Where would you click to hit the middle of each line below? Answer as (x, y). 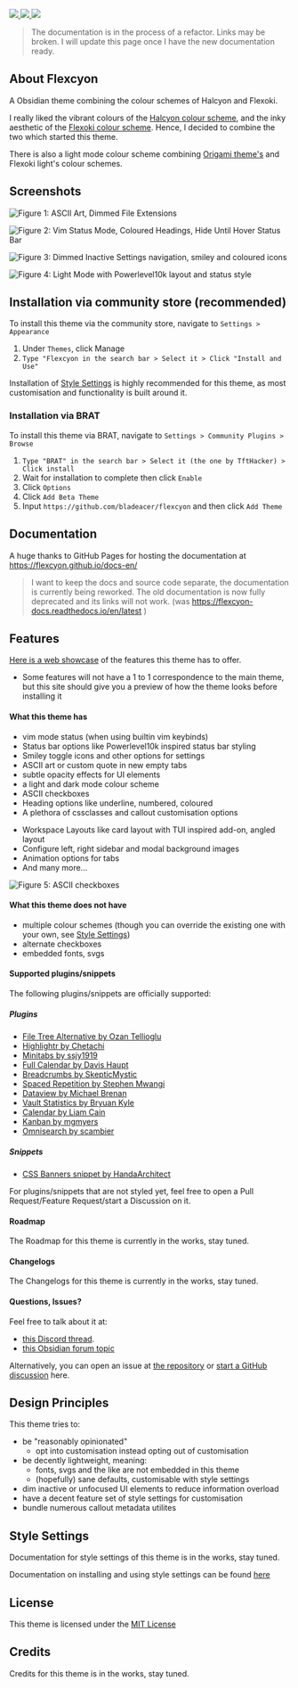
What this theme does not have (68, 905)
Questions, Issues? (45, 1301)
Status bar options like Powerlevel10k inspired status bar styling (139, 746)
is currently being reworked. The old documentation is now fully (148, 592)
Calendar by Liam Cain (64, 1112)
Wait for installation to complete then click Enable (112, 478)
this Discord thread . (58, 1339)
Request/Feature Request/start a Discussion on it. (100, 1200)
